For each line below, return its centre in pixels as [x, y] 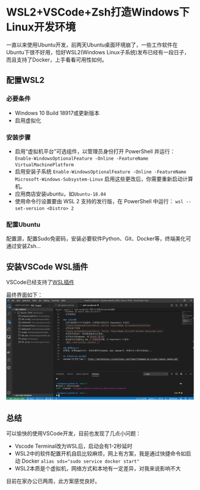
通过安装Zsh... [24, 246]
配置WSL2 [25, 80]
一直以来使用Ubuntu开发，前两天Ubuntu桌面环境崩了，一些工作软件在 [92, 45]
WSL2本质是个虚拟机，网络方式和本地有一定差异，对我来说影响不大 [98, 469]
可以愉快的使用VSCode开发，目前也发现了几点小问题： [74, 433]
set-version [29, 208]
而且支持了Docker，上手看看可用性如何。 [57, 60]
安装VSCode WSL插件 [47, 267]
